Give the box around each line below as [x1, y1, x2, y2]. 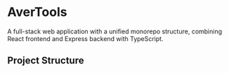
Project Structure [7, 55, 84, 67]
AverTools [7, 4, 67, 20]
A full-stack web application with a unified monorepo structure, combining [7, 27, 223, 35]
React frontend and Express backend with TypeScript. [7, 34, 164, 42]
